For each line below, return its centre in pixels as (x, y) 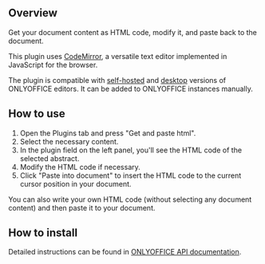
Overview (33, 13)
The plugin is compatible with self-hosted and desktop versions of (117, 80)
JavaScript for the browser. (53, 65)
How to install (43, 233)
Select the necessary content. (69, 141)
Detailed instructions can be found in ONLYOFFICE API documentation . (125, 252)
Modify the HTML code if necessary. (80, 167)
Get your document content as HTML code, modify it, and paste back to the (133, 32)
